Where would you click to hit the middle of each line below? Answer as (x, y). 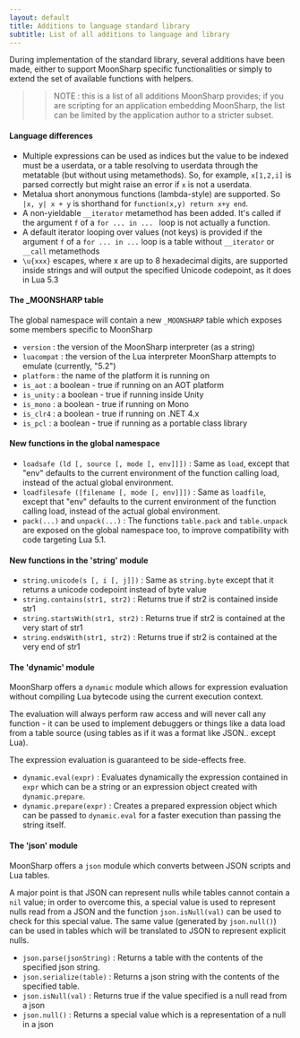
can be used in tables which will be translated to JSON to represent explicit (148, 930)
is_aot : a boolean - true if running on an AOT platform (123, 385)
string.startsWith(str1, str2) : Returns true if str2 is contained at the (154, 618)
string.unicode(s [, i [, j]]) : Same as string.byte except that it (148, 580)
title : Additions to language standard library (100, 26)
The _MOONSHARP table (57, 300)
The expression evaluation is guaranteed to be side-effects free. (128, 760)
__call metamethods (61, 251)
